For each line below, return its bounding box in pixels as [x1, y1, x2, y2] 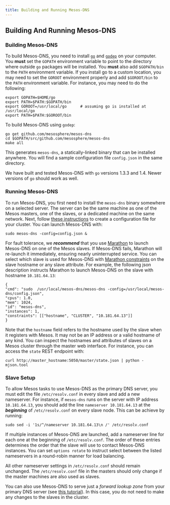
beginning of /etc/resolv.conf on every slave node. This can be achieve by [5, 407, 165, 413]
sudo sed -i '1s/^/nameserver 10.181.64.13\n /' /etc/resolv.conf [5, 422, 149, 427]
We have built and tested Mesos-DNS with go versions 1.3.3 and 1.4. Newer [5, 170, 162, 176]
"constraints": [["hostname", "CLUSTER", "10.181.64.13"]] [5, 313, 133, 318]
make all [5, 141, 24, 146]
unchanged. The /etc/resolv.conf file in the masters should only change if [5, 468, 162, 474]
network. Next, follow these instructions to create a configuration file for [5, 216, 156, 222]
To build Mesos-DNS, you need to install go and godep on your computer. [5, 53, 157, 59]
